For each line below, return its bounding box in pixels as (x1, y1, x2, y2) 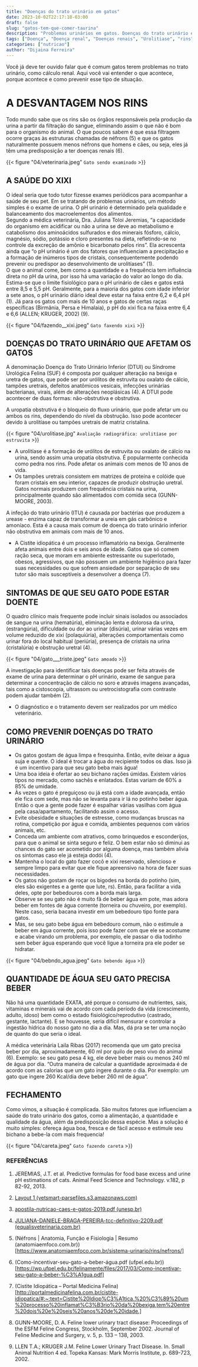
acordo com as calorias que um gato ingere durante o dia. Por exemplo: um (6, 1066, 189, 1074)
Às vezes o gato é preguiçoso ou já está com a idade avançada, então (14, 789, 186, 796)
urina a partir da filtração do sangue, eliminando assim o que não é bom (6, 122, 181, 129)
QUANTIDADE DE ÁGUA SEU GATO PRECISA (6, 974, 171, 984)
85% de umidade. (14, 782, 58, 790)
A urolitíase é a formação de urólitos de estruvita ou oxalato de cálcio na (14, 448, 190, 455)
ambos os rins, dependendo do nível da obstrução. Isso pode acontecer (6, 412, 181, 420)
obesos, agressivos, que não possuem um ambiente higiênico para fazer (14, 558, 192, 566)
